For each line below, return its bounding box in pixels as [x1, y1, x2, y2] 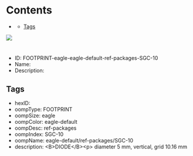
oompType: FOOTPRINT [14, 106, 73, 113]
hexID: [14, 99, 31, 106]
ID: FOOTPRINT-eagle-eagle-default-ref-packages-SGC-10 [14, 55, 158, 62]
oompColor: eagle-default [14, 118, 77, 125]
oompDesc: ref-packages [14, 124, 77, 131]
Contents [6, 4, 53, 17]
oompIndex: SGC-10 [14, 130, 64, 138]
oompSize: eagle [14, 112, 56, 119]
